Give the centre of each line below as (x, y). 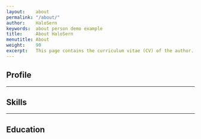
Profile (19, 75)
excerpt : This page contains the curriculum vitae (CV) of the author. (100, 51)
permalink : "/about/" (33, 17)
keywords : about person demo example (54, 28)
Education (26, 129)
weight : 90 (24, 46)
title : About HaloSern (40, 34)
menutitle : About (28, 40)
